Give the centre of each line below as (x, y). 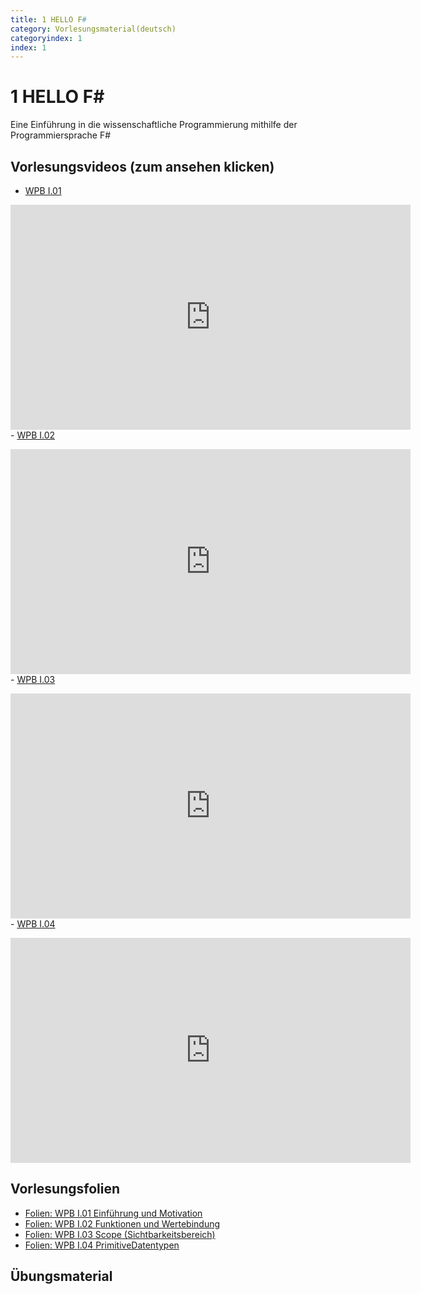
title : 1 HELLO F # (48, 19)
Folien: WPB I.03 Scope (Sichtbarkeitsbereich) (120, 1234)
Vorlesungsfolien (65, 1189)
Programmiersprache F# (61, 135)
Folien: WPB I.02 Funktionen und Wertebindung (122, 1223)
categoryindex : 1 (46, 38)
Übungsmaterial (61, 1276)
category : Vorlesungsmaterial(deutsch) (93, 29)
